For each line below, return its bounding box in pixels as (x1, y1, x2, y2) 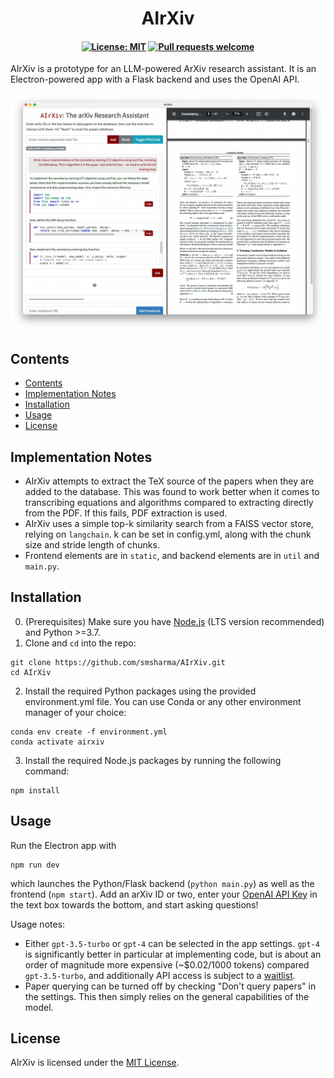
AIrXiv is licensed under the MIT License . (10, 1057, 180, 1069)
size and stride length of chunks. (24, 538, 160, 551)
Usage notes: (10, 918, 66, 930)
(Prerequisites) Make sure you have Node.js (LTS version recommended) (24, 615, 325, 627)
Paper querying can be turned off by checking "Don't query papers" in (24, 980, 317, 992)
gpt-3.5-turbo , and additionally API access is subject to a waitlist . (24, 969, 296, 981)
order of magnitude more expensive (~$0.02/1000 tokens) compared (24, 958, 310, 971)
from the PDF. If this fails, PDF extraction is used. (24, 507, 228, 519)
